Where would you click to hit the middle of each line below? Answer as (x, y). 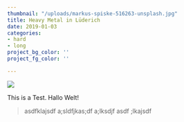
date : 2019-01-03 (32, 26)
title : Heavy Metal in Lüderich (54, 20)
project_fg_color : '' (38, 59)
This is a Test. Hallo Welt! (43, 97)
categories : (24, 33)
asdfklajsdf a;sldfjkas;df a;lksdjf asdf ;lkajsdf (88, 111)
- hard (17, 40)
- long (17, 46)
